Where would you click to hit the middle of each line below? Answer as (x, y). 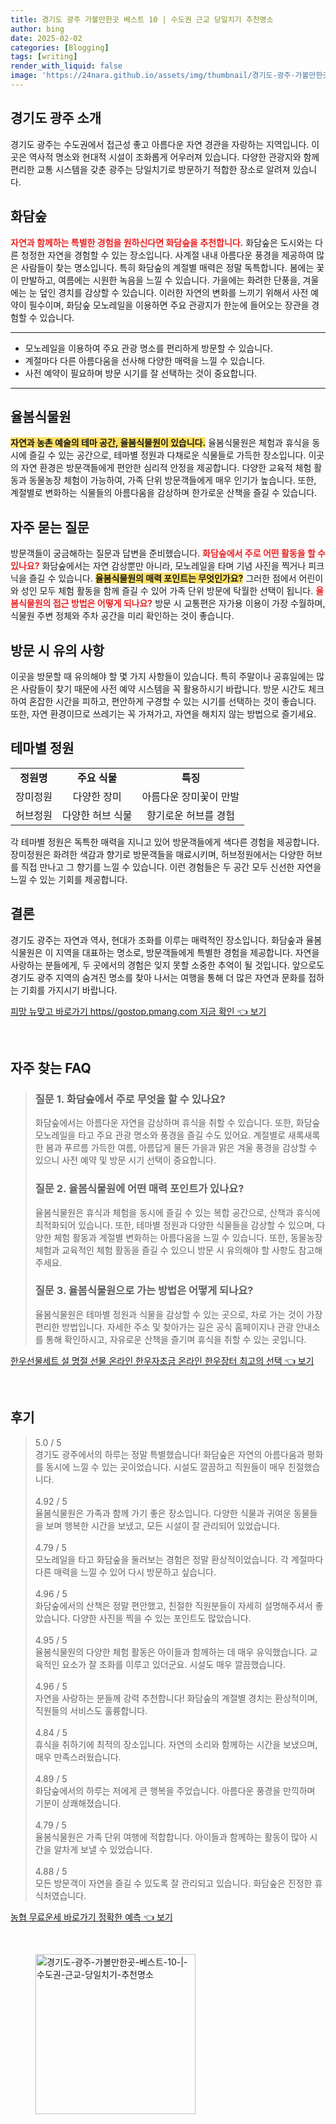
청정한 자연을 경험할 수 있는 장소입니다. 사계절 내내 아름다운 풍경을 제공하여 (167, 255)
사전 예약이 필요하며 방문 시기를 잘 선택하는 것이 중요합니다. (141, 373)
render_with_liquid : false (66, 66)
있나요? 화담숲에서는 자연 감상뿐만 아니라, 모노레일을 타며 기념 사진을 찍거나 (158, 566)
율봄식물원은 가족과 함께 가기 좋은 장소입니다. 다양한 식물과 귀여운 (163, 1513)
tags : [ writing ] (44, 57)
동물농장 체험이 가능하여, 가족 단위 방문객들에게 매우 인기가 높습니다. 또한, (172, 480)
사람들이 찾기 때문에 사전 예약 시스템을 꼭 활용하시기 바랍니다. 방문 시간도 (163, 688)
